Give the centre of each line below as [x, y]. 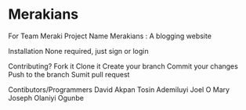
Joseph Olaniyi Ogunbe [46, 98]
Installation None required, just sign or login [78, 51]
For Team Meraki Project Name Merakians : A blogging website [110, 36]
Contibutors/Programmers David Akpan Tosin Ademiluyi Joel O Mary [119, 89]
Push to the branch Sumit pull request [69, 74]
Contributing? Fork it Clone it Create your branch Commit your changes [123, 66]
